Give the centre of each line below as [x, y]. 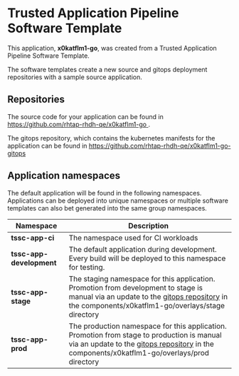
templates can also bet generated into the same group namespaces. [107, 208]
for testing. [87, 267]
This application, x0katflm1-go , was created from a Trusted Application [112, 48]
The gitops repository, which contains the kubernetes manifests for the [111, 138]
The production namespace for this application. [148, 326]
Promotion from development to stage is [136, 288]
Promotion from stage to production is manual [145, 335]
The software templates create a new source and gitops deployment [107, 69]
